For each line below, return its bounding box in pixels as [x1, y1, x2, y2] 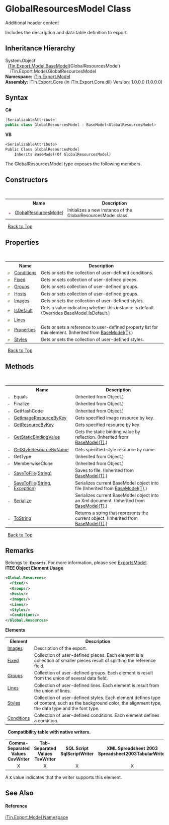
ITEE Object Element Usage [5, 565, 64, 571]
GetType [13, 453, 32, 459]
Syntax [5, 94, 28, 102]
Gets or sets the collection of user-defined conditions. [41, 269, 153, 276]
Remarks [5, 546, 34, 555]
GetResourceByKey [13, 422, 54, 428]
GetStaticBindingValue [13, 434, 60, 440]
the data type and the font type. [34, 705, 100, 711]
